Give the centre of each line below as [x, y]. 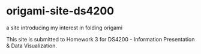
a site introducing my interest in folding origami [64, 28]
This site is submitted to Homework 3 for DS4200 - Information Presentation [100, 39]
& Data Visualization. [31, 46]
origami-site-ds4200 [60, 11]
